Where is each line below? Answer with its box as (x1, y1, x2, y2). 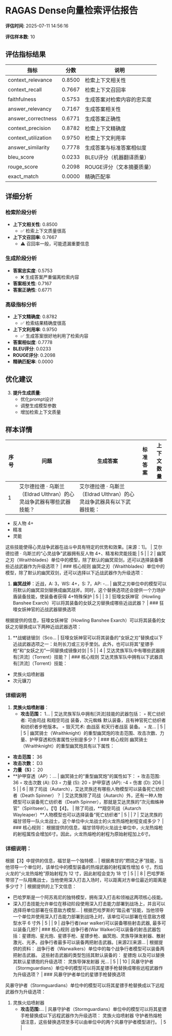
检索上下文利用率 (84, 134, 126, 141)
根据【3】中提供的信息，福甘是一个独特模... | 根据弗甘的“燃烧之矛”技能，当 (5, 858, 164, 864)
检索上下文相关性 (84, 77, 126, 84)
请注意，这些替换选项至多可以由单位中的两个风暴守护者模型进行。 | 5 (20, 1019, 166, 1025)
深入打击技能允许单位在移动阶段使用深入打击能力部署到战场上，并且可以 (12, 901, 165, 907)
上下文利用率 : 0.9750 (12, 326, 57, 333)
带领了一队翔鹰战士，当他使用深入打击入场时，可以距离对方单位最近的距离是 (5, 877, 167, 883)
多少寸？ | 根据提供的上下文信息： (5, 883, 77, 889)
